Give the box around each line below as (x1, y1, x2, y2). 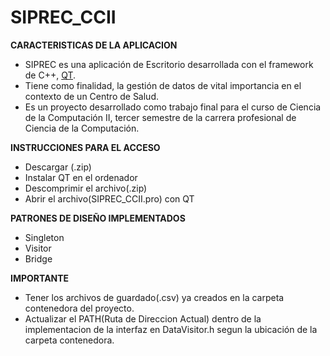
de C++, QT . (24, 69, 77, 81)
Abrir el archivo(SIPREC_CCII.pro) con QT (24, 192, 195, 205)
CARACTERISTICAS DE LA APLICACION (10, 39, 178, 51)
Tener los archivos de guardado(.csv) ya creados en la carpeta (24, 291, 285, 303)
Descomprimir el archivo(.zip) (24, 182, 148, 194)
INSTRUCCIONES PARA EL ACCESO (10, 141, 161, 153)
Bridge (24, 252, 53, 265)
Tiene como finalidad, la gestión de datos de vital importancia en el (24, 79, 302, 91)
